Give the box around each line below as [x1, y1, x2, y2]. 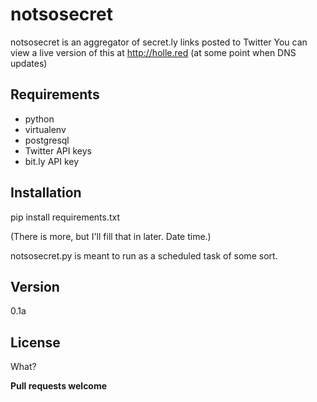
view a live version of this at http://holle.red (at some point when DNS [10, 46, 297, 58]
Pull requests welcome [10, 380, 108, 392]
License [10, 334, 61, 351]
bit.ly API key [24, 155, 80, 167]
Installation [10, 184, 82, 202]
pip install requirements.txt [10, 211, 121, 223]
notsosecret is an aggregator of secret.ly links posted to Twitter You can [10, 36, 308, 48]
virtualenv [24, 123, 67, 135]
